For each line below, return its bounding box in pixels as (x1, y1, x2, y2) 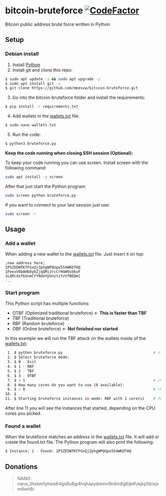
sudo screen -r (5, 211, 37, 216)
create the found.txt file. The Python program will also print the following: (5, 439, 154, 445)
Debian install (5, 50, 39, 57)
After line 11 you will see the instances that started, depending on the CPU (5, 405, 156, 411)
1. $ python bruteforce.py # (7, 350, 156, 355)
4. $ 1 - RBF (7, 364, 35, 369)
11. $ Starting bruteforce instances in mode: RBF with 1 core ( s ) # (5, 396, 156, 401)
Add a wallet (5, 240, 36, 247)
